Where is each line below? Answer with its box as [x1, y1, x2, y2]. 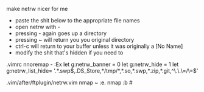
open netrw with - [15, 24, 61, 30]
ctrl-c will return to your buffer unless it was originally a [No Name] [15, 42, 183, 50]
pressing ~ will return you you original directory [15, 36, 135, 43]
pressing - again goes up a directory [15, 30, 107, 37]
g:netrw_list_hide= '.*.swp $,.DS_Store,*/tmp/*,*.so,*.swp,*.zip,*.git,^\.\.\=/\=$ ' [6, 67, 199, 74]
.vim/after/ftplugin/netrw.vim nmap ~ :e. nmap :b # [6, 79, 133, 86]
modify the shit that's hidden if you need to [15, 49, 124, 56]
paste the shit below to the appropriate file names [15, 17, 140, 24]
